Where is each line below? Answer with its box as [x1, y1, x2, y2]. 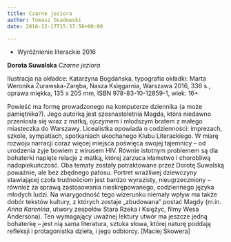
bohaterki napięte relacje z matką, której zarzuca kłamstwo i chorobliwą [7, 154, 211, 162]
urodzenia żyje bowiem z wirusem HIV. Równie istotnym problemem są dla [7, 146, 219, 155]
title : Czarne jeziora [7, 10, 72, 17]
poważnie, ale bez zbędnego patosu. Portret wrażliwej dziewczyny [7, 168, 197, 177]
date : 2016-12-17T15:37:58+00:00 [7, 23, 103, 30]
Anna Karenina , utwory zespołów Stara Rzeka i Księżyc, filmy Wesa [7, 205, 199, 214]
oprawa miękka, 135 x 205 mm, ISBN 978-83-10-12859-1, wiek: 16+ [7, 89, 199, 97]
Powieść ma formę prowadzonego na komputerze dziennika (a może [7, 103, 203, 111]
